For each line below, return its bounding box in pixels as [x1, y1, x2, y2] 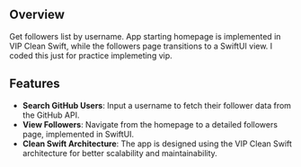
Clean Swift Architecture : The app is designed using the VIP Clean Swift [22, 138, 292, 149]
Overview [9, 7, 66, 22]
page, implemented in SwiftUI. [22, 128, 135, 139]
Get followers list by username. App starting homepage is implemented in [9, 31, 281, 41]
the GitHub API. [22, 110, 80, 120]
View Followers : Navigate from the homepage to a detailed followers [22, 119, 279, 129]
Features [9, 76, 60, 92]
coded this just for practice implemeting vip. [9, 49, 173, 61]
